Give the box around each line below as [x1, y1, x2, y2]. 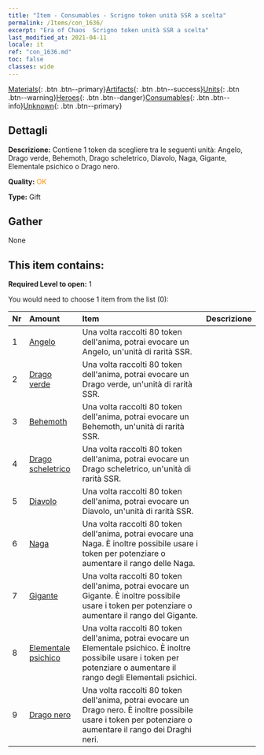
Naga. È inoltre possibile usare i [82, 538, 199, 550]
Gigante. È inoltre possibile [82, 590, 181, 601]
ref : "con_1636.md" [8, 48, 72, 56]
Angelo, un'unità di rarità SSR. [82, 346, 192, 357]
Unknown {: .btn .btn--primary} [23, 101, 123, 110]
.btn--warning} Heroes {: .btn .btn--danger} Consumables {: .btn [8, 92, 210, 102]
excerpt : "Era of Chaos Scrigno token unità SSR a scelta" [8, 26, 210, 34]
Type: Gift [8, 192, 41, 202]
